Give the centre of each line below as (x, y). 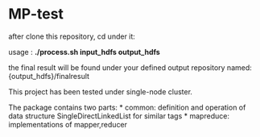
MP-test (36, 14)
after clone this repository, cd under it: (72, 36)
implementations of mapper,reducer (68, 124)
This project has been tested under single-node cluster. (101, 91)
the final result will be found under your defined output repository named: (130, 67)
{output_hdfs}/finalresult (49, 76)
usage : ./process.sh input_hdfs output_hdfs (85, 52)
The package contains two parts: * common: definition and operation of (127, 107)
